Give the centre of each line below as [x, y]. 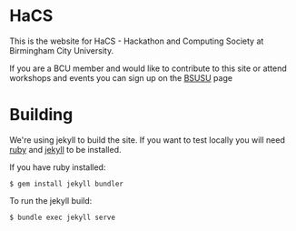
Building [41, 115]
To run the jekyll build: [51, 200]
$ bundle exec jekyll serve [63, 217]
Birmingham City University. [62, 50]
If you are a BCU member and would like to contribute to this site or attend [148, 68]
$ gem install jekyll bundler [67, 184]
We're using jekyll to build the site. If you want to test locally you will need [148, 140]
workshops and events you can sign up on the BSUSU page [121, 77]
